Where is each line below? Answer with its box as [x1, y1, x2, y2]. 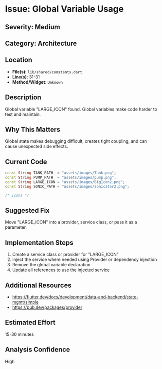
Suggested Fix [5, 206, 50, 215]
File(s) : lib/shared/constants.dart [12, 69, 83, 74]
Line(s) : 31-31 [12, 74, 40, 80]
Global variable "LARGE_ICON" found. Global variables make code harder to [5, 106, 157, 112]
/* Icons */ [5, 193, 29, 198]
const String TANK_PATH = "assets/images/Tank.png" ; [5, 170, 117, 176]
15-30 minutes [5, 331, 34, 337]
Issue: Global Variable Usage [5, 3, 124, 15]
